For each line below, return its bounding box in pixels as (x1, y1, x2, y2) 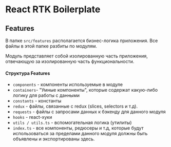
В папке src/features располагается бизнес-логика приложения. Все (5, 37, 158, 44)
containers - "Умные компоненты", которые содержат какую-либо (12, 87, 158, 93)
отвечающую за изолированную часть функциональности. (5, 58, 135, 65)
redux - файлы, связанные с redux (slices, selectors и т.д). (12, 103, 138, 110)
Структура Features (5, 70, 50, 76)
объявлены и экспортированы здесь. (12, 136, 95, 142)
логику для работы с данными (12, 92, 80, 98)
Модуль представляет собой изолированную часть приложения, (5, 53, 148, 59)
